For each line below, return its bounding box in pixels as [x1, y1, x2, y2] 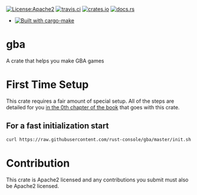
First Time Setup [6, 78, 89, 92]
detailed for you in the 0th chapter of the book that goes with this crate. [6, 103, 180, 110]
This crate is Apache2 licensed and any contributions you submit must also [6, 176, 189, 183]
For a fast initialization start [6, 121, 109, 131]
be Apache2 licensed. [6, 182, 60, 189]
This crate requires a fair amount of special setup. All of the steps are [6, 97, 175, 105]
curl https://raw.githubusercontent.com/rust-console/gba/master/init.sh [6, 136, 192, 142]
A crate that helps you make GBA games [6, 57, 104, 64]
